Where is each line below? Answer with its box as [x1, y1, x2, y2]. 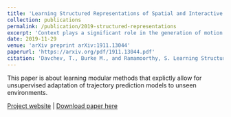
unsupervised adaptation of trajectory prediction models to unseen [7, 81, 197, 89]
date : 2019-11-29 [7, 36, 57, 43]
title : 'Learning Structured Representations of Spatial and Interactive [7, 10, 223, 17]
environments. [7, 88, 48, 96]
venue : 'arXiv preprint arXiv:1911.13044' [7, 42, 131, 49]
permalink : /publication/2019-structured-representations [7, 23, 177, 30]
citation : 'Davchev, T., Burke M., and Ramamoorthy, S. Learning [7, 55, 198, 62]
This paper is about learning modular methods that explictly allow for [7, 74, 202, 82]
